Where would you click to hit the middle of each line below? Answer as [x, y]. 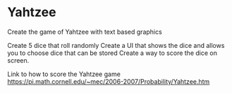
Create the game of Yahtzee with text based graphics [85, 32]
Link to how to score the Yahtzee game [64, 74]
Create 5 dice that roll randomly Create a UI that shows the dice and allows [116, 45]
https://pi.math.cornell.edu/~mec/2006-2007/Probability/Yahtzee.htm [109, 81]
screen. [18, 60]
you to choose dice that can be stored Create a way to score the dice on [112, 53]
